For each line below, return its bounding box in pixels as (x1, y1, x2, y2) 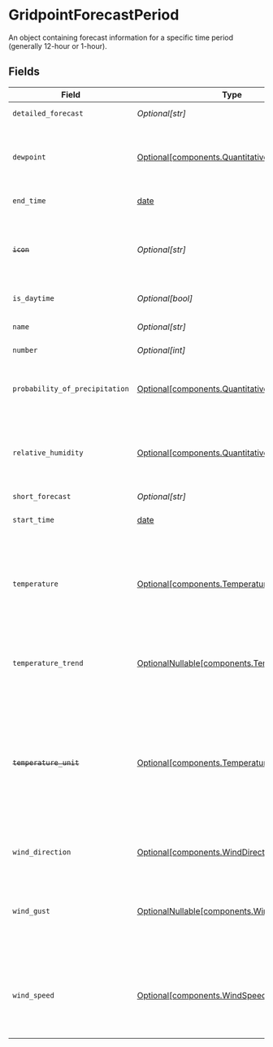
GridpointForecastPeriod (8, 6, 180, 24)
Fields (8, 65, 41, 79)
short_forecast (12, 492, 71, 501)
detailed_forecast (12, 108, 84, 118)
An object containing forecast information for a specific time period (8, 33, 234, 42)
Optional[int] (136, 344, 186, 355)
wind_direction (12, 847, 71, 857)
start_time (12, 515, 54, 524)
